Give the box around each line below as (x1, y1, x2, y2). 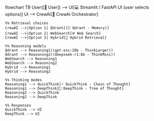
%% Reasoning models (5, 44, 47, 48)
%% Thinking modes (5, 77, 42, 82)
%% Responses (5, 103, 31, 108)
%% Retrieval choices (5, 21, 49, 26)
